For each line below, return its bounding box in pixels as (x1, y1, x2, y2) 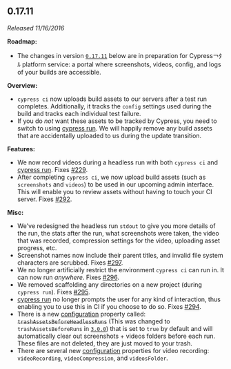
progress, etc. (17, 243, 57, 252)
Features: (7, 144, 36, 153)
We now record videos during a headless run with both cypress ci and (17, 158, 219, 167)
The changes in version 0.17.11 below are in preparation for (17, 51, 188, 59)
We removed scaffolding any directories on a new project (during (17, 280, 202, 289)
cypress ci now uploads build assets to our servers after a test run (17, 95, 207, 103)
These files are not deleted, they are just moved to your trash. (17, 339, 193, 348)
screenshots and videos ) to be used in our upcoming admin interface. (17, 180, 214, 189)
